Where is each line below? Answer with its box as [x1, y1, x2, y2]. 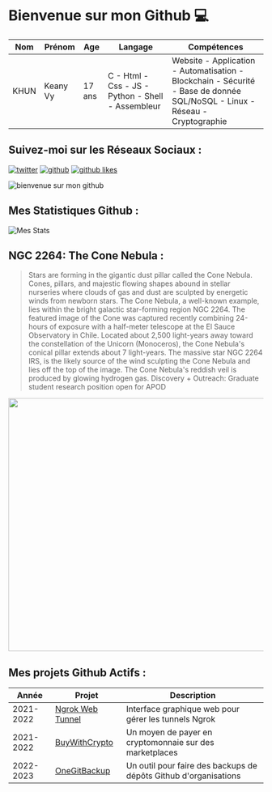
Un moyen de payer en [125, 726, 213, 738]
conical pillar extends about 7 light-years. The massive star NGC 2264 [28, 347, 263, 357]
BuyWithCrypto [55, 737, 113, 748]
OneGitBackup [55, 765, 111, 777]
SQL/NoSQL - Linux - [171, 95, 256, 106]
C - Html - [108, 70, 149, 81]
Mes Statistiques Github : [8, 204, 139, 218]
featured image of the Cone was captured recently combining [28, 313, 235, 323]
